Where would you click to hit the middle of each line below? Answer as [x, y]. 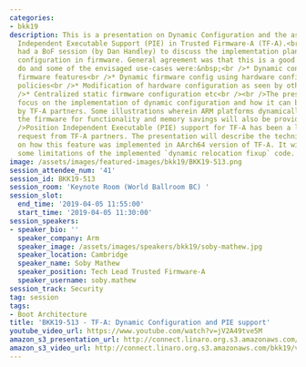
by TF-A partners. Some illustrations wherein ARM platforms [136, 111]
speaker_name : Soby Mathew [69, 264]
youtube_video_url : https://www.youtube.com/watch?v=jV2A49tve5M [136, 331]
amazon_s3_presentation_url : [65, 340]
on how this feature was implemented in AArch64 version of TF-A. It [152, 145]
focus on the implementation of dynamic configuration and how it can [154, 102]
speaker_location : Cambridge [73, 255]
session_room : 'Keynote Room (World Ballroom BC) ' [109, 188]
